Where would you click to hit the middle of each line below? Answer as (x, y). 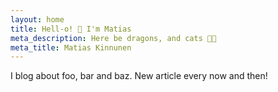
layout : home (37, 19)
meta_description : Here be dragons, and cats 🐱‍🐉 (113, 38)
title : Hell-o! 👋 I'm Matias (71, 29)
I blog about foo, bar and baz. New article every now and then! (139, 76)
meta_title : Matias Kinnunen (71, 47)
